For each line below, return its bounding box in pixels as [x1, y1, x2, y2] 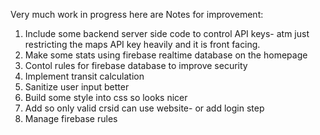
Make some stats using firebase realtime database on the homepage [24, 49, 308, 61]
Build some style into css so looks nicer [24, 92, 188, 103]
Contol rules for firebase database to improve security [24, 60, 248, 71]
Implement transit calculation [24, 70, 145, 82]
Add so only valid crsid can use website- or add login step [24, 102, 265, 114]
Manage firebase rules [24, 113, 118, 124]
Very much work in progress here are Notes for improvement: [10, 9, 264, 20]
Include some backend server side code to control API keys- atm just [24, 28, 310, 39]
